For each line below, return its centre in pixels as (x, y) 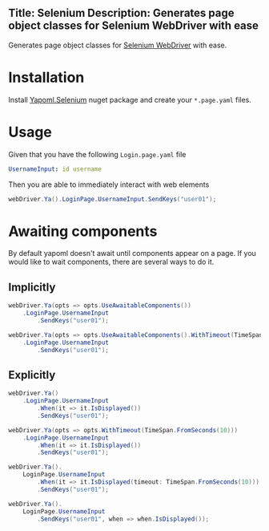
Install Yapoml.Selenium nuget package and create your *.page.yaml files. (130, 99)
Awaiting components (83, 231)
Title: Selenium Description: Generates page (121, 13)
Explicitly (32, 375)
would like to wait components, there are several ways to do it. (111, 262)
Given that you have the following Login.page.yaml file (97, 154)
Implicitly (32, 287)
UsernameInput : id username (55, 169)
